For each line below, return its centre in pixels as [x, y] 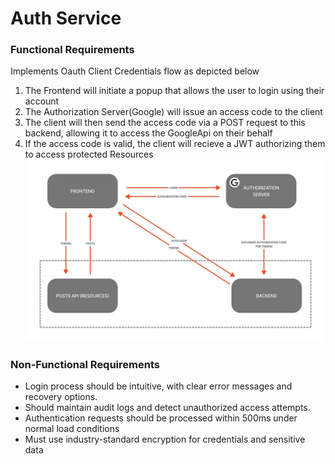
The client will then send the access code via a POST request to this [165, 123]
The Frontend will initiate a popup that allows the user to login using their [174, 91]
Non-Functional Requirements [85, 365]
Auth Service [66, 18]
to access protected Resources [89, 154]
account [42, 101]
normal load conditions [72, 429]
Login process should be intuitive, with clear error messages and [158, 386]
